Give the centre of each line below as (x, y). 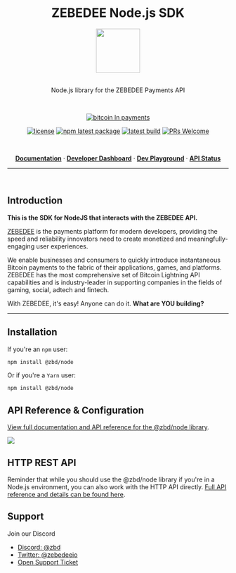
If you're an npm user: (38, 349)
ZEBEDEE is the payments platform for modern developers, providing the (112, 231)
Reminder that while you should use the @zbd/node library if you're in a (111, 479)
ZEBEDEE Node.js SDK (118, 13)
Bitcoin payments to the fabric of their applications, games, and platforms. (114, 267)
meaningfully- (208, 239)
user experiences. (62, 246)
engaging (21, 246)
